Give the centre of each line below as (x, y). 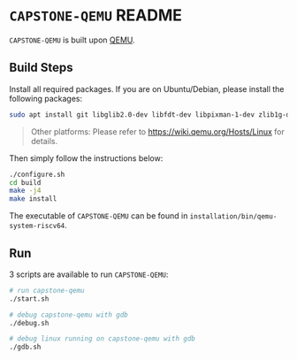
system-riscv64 (37, 226)
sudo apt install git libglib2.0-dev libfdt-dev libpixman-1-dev (132, 115)
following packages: (46, 98)
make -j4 (25, 191)
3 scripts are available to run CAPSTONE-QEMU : (89, 274)
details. (44, 141)
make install (33, 199)
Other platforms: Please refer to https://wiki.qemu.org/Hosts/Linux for (157, 131)
